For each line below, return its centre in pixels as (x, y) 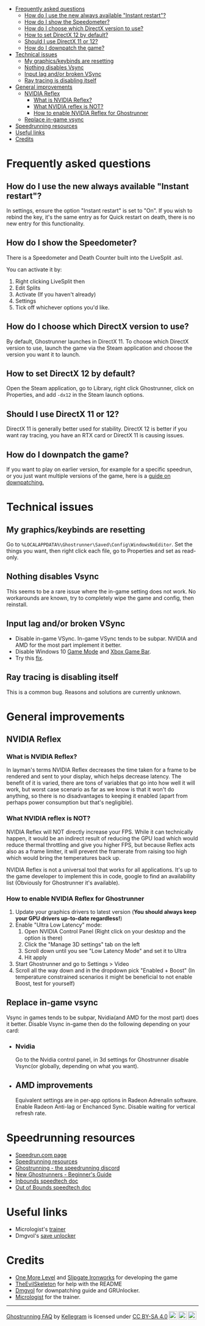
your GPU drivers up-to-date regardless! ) (69, 918)
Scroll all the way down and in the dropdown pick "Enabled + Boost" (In (105, 970)
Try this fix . (29, 658)
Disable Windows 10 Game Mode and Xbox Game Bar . (83, 651)
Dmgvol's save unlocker (45, 1235)
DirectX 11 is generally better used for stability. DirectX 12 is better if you (97, 429)
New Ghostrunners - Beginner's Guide (63, 1174)
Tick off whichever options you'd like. (62, 307)
